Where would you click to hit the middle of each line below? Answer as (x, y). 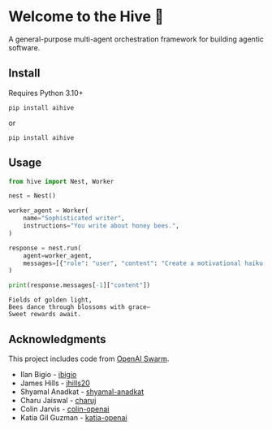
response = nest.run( (45, 248)
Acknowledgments (58, 339)
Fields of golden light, (50, 300)
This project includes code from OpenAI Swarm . (89, 358)
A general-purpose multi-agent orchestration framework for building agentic (136, 39)
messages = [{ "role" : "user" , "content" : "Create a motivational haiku (143, 263)
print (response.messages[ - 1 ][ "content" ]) (80, 285)
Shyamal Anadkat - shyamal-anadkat (82, 392)
